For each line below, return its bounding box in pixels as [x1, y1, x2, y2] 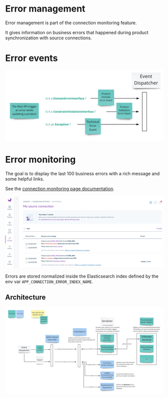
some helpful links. [5, 176, 44, 182]
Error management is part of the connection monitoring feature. [5, 20, 137, 26]
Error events [5, 52, 58, 64]
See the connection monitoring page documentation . [5, 186, 115, 192]
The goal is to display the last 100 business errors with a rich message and [5, 171, 160, 177]
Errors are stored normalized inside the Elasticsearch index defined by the [5, 273, 159, 280]
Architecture [5, 293, 46, 302]
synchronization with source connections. [5, 35, 92, 41]
